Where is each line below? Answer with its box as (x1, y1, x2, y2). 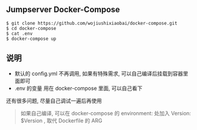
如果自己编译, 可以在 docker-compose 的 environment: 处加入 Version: (20, 109, 191, 116)
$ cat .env (6, 31, 33, 36)
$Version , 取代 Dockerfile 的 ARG (20, 117, 103, 124)
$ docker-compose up (6, 35, 57, 42)
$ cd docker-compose (6, 25, 57, 31)
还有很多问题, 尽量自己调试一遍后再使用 (6, 97, 102, 104)
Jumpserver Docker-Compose (6, 5, 121, 15)
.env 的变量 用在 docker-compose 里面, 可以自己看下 (14, 85, 143, 92)
